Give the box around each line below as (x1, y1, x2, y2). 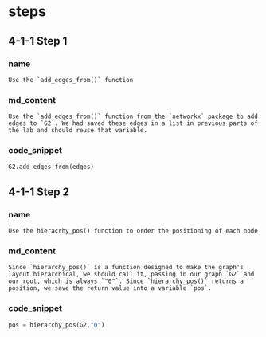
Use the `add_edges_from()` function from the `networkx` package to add (8, 112, 259, 121)
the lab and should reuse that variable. (8, 127, 148, 135)
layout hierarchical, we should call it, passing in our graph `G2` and (8, 270, 255, 279)
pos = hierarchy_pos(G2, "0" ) (8, 321, 105, 329)
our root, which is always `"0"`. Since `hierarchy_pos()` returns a (8, 277, 244, 285)
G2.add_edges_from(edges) (8, 163, 94, 171)
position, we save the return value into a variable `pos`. (8, 284, 213, 292)
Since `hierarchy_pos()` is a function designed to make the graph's (8, 264, 244, 272)
